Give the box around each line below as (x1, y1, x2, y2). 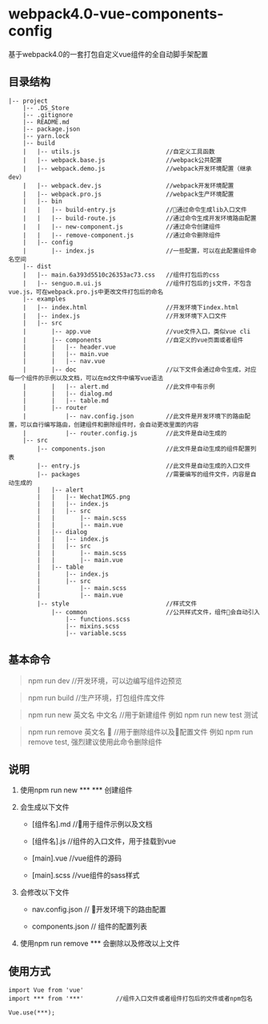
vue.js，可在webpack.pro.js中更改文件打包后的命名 (8, 288, 164, 296)
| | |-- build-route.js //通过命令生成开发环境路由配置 (22, 214, 257, 222)
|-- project (8, 97, 48, 105)
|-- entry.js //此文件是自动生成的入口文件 (37, 462, 250, 470)
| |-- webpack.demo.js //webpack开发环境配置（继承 (22, 164, 252, 172)
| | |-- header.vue (22, 342, 116, 351)
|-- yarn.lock (22, 132, 70, 140)
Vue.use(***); (8, 1009, 56, 1017)
